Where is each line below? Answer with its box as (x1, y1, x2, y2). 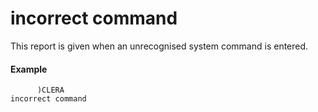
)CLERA (36, 85, 65, 96)
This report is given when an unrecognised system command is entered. (10, 40, 309, 52)
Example (10, 63, 48, 75)
